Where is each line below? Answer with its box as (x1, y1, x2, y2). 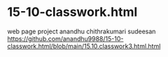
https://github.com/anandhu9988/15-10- (7, 34, 124, 42)
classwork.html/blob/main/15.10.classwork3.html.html (7, 42, 161, 50)
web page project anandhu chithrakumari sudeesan (7, 27, 156, 35)
